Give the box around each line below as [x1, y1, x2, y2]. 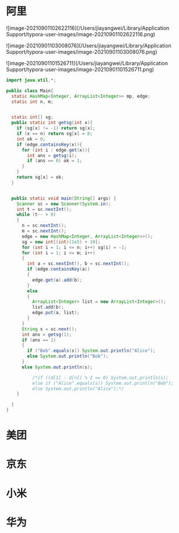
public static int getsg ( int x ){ [11, 120, 93, 126]
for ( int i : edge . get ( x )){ [21, 147, 91, 153]
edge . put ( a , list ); [32, 310, 80, 316]
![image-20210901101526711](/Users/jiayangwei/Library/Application [6, 59, 168, 67]
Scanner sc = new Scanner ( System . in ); [16, 201, 111, 207]
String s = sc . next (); [21, 326, 77, 332]
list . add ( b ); [32, 305, 64, 310]
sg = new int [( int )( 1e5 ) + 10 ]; [21, 239, 101, 245]
